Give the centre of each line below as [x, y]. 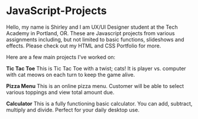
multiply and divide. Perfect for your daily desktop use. [73, 110]
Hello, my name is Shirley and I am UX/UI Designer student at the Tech [92, 27]
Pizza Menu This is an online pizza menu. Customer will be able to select [95, 86]
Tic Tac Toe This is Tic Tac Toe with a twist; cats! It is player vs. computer [96, 68]
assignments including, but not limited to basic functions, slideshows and [95, 39]
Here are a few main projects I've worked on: [61, 57]
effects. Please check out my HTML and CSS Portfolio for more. [84, 46]
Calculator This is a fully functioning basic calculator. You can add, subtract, [99, 103]
